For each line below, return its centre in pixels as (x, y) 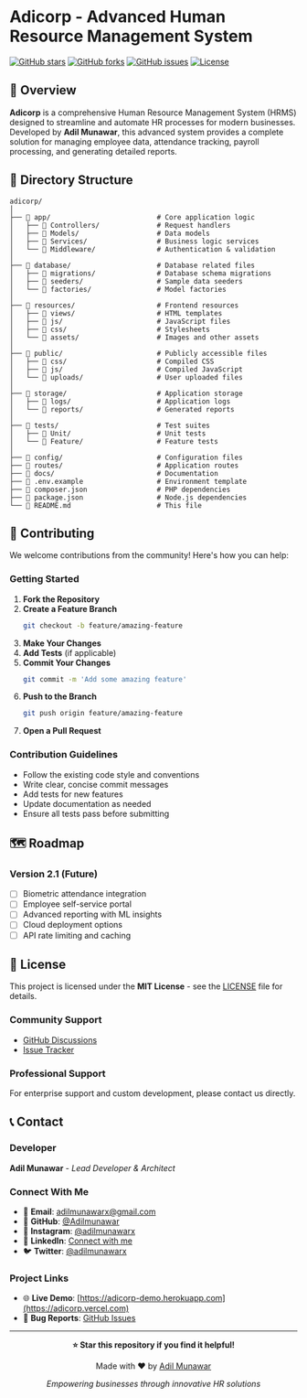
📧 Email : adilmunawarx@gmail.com (89, 1211)
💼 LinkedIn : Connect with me (77, 1241)
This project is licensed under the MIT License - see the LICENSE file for (146, 986)
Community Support (56, 1020)
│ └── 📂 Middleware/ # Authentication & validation (143, 249)
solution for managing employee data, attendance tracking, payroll (134, 141)
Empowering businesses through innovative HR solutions (153, 1384)
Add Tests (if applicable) (69, 652)
